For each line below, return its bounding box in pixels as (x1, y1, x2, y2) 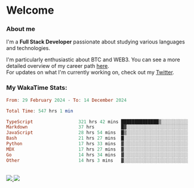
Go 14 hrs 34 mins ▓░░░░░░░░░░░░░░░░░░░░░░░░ (6, 152, 188, 158)
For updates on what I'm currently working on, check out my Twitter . (6, 69, 174, 76)
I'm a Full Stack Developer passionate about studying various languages (6, 38, 185, 45)
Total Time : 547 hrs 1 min (6, 108, 73, 114)
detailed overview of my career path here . (6, 62, 109, 70)
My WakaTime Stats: (6, 84, 67, 92)
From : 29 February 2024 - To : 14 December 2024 (6, 97, 127, 103)
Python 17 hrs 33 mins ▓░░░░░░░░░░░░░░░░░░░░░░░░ (6, 141, 188, 147)
